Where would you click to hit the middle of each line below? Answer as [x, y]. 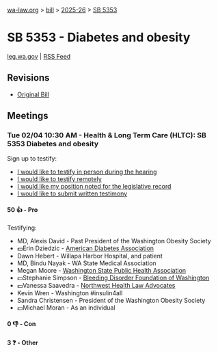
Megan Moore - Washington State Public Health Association [101, 270]
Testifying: [22, 228]
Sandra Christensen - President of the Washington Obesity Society [111, 300]
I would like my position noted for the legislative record [94, 187]
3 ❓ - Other [23, 342]
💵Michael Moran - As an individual [66, 308]
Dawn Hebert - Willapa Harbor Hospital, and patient [90, 256]
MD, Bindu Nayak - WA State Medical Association [86, 263]
